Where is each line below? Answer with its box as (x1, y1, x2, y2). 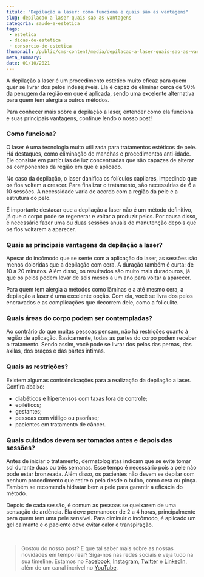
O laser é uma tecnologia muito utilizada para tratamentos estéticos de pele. (6, 143, 197, 151)
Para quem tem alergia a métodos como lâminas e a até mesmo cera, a (6, 286, 184, 293)
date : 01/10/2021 (6, 60, 50, 66)
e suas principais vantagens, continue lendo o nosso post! (6, 114, 152, 122)
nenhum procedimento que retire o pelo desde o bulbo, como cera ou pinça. (6, 476, 197, 484)
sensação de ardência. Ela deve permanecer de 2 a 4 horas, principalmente (6, 507, 196, 515)
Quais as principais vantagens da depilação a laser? (6, 240, 163, 249)
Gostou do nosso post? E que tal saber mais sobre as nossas (21, 544, 174, 552)
